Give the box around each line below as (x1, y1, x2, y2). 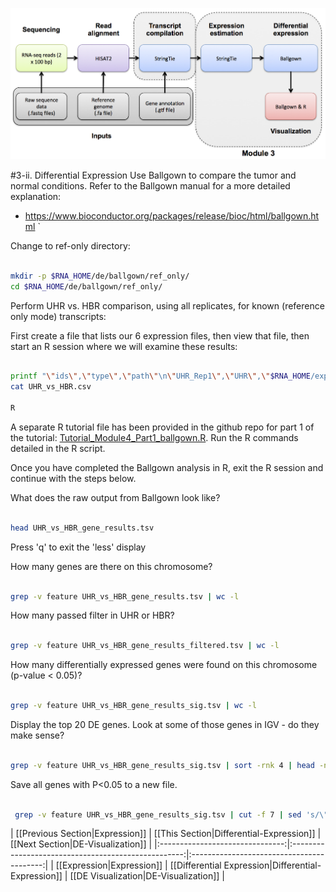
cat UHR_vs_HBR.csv (10, 382, 92, 392)
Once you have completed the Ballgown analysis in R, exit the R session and (10, 461, 324, 473)
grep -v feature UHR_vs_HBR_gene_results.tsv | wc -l (10, 591, 240, 602)
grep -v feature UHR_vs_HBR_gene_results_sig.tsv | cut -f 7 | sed (14, 809, 302, 820)
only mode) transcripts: (10, 310, 107, 322)
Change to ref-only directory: (10, 239, 131, 252)
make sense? (10, 729, 65, 741)
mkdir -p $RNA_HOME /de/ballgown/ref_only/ (10, 271, 190, 281)
